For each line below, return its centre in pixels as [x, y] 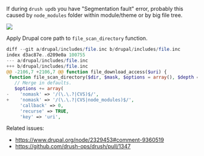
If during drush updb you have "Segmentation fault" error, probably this [95, 9]
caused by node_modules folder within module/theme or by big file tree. [94, 15]
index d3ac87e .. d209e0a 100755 [46, 55]
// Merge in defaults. [43, 83]
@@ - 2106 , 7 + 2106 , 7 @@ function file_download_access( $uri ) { [87, 72]
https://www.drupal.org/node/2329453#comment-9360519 [90, 140]
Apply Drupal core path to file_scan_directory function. [77, 38]
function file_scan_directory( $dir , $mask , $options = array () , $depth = [104, 77]
